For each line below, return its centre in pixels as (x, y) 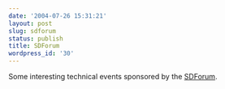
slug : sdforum (32, 31)
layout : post (30, 23)
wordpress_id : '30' (41, 53)
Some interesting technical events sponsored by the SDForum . (113, 76)
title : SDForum (34, 46)
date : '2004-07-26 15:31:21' (58, 16)
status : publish (36, 38)
